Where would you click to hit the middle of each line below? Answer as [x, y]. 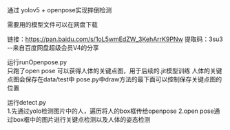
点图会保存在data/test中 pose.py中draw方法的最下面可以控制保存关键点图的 [115, 79]
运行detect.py [27, 102]
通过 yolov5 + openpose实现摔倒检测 [60, 10]
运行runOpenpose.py [37, 62]
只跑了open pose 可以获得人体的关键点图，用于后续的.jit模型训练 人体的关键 [115, 71]
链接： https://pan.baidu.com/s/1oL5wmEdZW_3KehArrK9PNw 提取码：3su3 [115, 39]
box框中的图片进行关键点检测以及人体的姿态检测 [82, 119]
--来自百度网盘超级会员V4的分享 [53, 48]
